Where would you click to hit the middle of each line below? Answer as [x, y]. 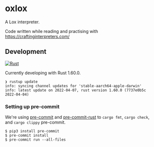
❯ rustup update [21, 82]
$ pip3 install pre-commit [32, 131]
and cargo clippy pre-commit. [35, 122]
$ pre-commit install [27, 136]
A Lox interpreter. [22, 22]
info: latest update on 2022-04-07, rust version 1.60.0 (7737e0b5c [76, 90]
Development [26, 52]
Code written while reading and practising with [52, 31]
